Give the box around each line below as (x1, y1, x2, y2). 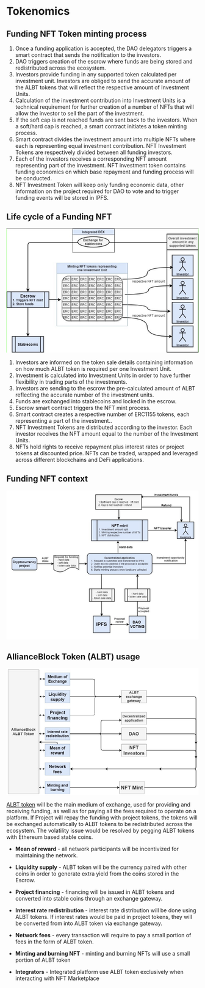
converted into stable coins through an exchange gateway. (15, 895, 163, 902)
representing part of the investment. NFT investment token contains (15, 162, 186, 169)
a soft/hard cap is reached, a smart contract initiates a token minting (15, 123, 187, 130)
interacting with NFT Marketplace (15, 975, 99, 982)
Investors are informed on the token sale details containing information (15, 359, 193, 366)
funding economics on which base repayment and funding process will (15, 168, 194, 175)
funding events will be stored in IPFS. (15, 194, 109, 201)
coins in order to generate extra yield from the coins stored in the (15, 870, 179, 877)
